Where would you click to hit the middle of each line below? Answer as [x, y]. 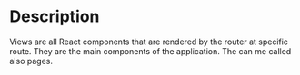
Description [55, 17]
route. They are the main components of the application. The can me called [150, 51]
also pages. [31, 61]
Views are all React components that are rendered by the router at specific [149, 42]
